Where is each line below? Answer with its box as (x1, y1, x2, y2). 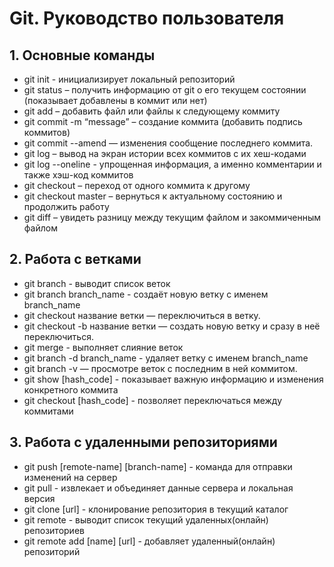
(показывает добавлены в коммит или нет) (23, 95, 208, 106)
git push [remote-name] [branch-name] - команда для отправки (23, 460, 293, 472)
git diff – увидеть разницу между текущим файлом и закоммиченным (23, 212, 322, 223)
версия (23, 492, 56, 504)
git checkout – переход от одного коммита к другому (23, 180, 251, 191)
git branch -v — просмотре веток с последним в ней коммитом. (23, 362, 298, 374)
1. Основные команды (9, 47, 156, 64)
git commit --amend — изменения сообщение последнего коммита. (23, 137, 314, 149)
